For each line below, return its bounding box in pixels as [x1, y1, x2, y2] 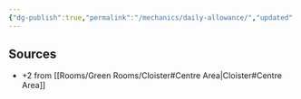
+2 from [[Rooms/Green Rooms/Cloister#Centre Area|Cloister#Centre [21, 70, 283, 81]
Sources [8, 47, 57, 62]
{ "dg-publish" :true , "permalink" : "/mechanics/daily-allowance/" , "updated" [8, 13, 294, 22]
